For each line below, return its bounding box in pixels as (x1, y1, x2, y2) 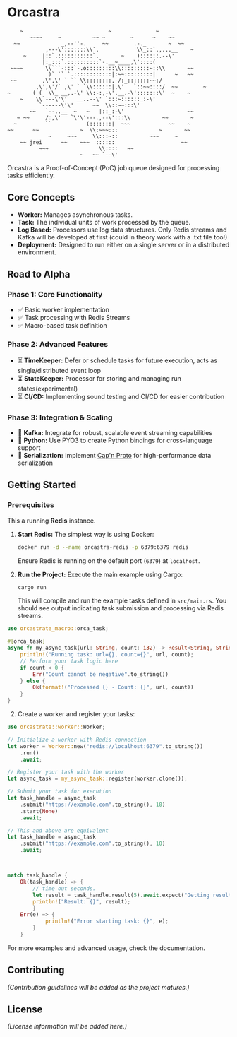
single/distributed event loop (17, 366, 101, 374)
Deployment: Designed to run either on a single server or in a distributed (17, 240, 230, 249)
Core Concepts (7, 191, 75, 203)
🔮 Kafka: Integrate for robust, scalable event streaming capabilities (17, 429, 213, 437)
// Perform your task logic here (20, 658, 119, 665)
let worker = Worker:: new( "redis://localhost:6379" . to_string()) (7, 742, 203, 749)
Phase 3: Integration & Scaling (7, 413, 113, 422)
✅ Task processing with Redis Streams (17, 314, 130, 322)
